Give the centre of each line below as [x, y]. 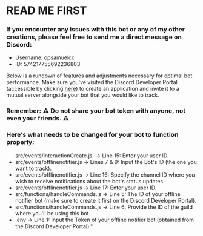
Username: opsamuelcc [45, 57]
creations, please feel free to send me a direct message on [94, 37]
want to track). [33, 168]
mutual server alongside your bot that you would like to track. [83, 95]
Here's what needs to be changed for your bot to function [92, 135]
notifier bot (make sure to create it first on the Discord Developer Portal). [106, 200]
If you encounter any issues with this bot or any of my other [96, 30]
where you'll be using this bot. [53, 213]
